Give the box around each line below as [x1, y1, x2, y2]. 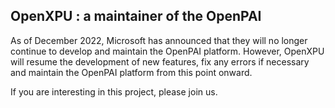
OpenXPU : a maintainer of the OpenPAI [10, 8, 262, 25]
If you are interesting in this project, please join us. [10, 85, 218, 98]
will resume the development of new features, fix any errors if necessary [10, 55, 310, 68]
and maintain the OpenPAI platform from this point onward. [10, 66, 253, 78]
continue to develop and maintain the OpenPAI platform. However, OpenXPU [10, 45, 325, 57]
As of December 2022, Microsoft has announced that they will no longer [10, 34, 308, 46]
